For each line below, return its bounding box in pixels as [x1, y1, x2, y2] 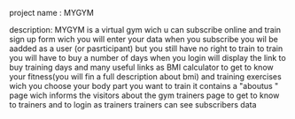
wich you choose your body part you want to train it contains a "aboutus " [9, 81, 279, 91]
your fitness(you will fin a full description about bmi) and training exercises [9, 71, 282, 82]
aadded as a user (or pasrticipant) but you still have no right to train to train [9, 43, 283, 54]
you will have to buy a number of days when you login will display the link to [9, 53, 286, 63]
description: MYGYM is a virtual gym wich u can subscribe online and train [9, 25, 282, 34]
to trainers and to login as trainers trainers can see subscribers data [9, 100, 257, 109]
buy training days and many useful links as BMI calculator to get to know [9, 62, 274, 72]
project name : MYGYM [9, 8, 95, 18]
